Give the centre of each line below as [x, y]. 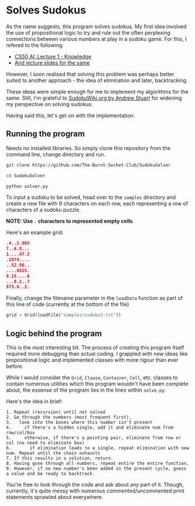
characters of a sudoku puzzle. [43, 210]
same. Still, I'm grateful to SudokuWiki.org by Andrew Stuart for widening [94, 98]
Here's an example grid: [35, 233]
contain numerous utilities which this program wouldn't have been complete [97, 383]
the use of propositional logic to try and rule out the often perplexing [88, 32]
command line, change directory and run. [56, 154]
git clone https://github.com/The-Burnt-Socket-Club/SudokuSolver [88, 165]
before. [15, 366]
